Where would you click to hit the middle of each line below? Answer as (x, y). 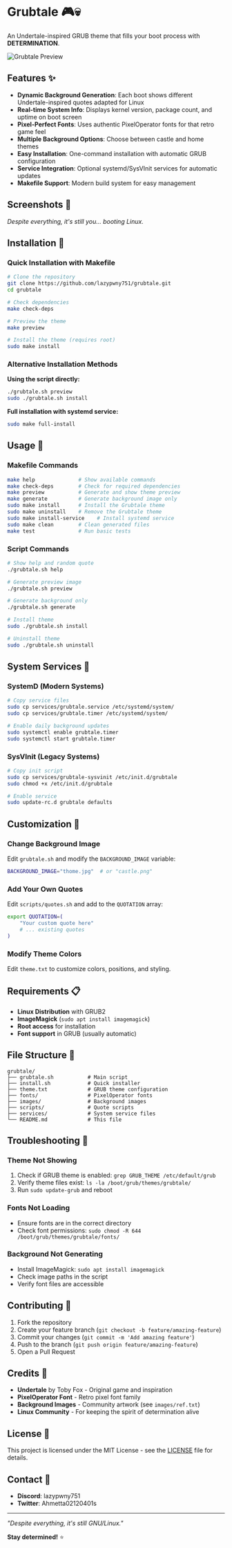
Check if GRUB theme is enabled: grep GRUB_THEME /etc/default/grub (116, 1175)
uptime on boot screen (49, 117)
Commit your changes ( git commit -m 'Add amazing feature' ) (106, 1337)
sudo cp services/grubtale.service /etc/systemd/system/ (91, 707)
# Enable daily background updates (58, 726)
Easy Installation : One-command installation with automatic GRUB (112, 153)
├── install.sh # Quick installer (74, 1083)
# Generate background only (48, 601)
